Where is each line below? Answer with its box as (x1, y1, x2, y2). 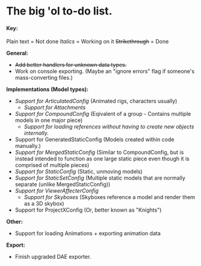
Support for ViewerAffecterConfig (14, 187, 99, 194)
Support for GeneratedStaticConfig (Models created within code (14, 136, 175, 143)
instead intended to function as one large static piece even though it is (14, 155, 190, 162)
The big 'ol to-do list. (6, 4, 113, 18)
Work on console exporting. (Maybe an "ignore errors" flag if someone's (14, 68, 195, 75)
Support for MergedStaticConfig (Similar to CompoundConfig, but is (14, 149, 184, 156)
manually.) (14, 142, 41, 150)
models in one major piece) (14, 116, 83, 124)
